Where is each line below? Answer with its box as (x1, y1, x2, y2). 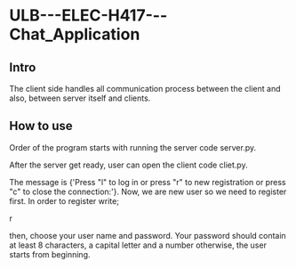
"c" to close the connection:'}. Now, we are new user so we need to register (9, 186, 287, 197)
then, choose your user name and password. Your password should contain (9, 230, 286, 240)
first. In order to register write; (9, 195, 120, 206)
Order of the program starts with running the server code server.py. (9, 142, 257, 152)
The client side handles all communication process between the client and (9, 84, 282, 94)
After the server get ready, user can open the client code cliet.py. (9, 159, 248, 170)
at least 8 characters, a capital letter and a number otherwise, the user (9, 240, 267, 250)
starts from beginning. (9, 249, 91, 259)
